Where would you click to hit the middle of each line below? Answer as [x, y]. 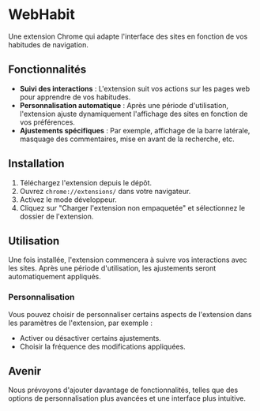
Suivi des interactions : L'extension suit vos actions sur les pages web [135, 88]
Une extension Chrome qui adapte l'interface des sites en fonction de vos [128, 36]
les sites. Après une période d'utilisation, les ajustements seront [112, 268]
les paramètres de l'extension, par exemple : [80, 323]
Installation [36, 164]
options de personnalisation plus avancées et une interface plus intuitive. [127, 398]
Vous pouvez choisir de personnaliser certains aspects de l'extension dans [130, 314]
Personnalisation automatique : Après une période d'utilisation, [124, 105]
